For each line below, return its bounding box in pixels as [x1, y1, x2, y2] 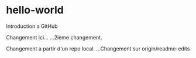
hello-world [6, 3, 64, 17]
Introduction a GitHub [6, 23, 58, 30]
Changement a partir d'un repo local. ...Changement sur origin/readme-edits [6, 45, 190, 52]
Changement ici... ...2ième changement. [6, 34, 102, 41]
